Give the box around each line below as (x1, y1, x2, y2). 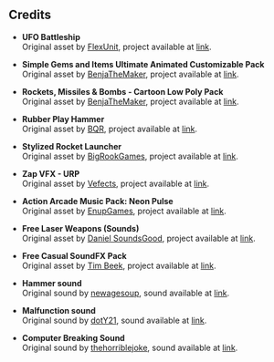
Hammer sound (21, 277, 82, 288)
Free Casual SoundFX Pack (21, 250, 127, 261)
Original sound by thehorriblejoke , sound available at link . (21, 342, 238, 353)
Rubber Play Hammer (21, 113, 105, 124)
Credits (8, 7, 52, 23)
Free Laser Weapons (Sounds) (21, 222, 140, 233)
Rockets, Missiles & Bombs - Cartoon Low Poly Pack (21, 86, 224, 97)
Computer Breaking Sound (21, 332, 125, 343)
